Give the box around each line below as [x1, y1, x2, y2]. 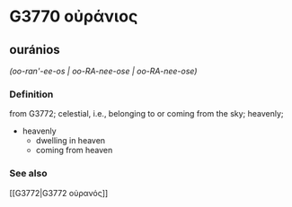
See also [9, 168, 48, 180]
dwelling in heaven [35, 135, 106, 146]
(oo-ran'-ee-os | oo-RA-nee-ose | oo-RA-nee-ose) [9, 65, 198, 76]
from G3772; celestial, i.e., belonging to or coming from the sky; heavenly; [9, 108, 285, 119]
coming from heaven [35, 145, 113, 156]
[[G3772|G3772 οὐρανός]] [9, 187, 109, 198]
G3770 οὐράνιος [9, 6, 138, 27]
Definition [9, 88, 54, 100]
